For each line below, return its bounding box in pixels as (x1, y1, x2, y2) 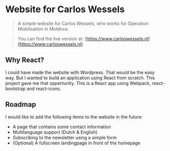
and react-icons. (26, 85, 61, 92)
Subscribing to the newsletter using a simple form (12, 134, 117, 140)
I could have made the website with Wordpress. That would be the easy (5, 69, 155, 75)
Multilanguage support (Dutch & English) (12, 129, 98, 135)
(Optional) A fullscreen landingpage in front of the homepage (12, 140, 141, 146)
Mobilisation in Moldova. (17, 25, 69, 32)
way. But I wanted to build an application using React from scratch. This (5, 75, 155, 81)
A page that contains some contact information (12, 124, 111, 130)
